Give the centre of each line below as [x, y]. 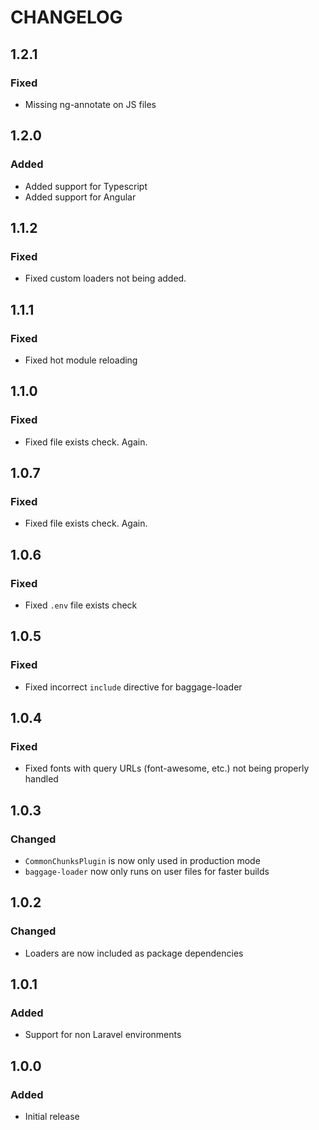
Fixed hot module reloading [81, 360]
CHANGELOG [66, 17]
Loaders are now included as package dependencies [134, 953]
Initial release [52, 1117]
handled [41, 779]
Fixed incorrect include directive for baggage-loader [133, 687]
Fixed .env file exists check [81, 605]
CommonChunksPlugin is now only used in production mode [142, 861]
